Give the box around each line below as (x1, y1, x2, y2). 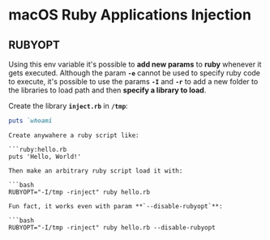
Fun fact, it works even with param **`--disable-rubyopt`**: (8, 202, 223, 210)
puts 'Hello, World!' (8, 152, 82, 161)
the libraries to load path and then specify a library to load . (8, 85, 207, 95)
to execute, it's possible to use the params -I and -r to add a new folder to (8, 77, 259, 86)
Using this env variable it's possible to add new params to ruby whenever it (8, 59, 262, 69)
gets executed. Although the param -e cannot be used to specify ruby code (8, 68, 261, 78)
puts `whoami (8, 117, 53, 125)
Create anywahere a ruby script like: (8, 131, 139, 139)
